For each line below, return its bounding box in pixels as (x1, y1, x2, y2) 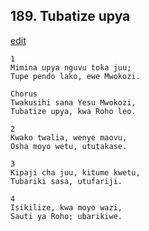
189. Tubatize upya (10, 8, 131, 25)
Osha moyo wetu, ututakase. (10, 141, 128, 151)
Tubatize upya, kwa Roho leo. (10, 106, 137, 116)
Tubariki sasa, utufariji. (10, 176, 123, 186)
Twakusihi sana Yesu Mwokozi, (10, 97, 137, 108)
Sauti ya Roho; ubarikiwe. (10, 211, 123, 221)
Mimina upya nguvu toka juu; (10, 62, 132, 73)
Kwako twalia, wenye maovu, (10, 132, 128, 143)
